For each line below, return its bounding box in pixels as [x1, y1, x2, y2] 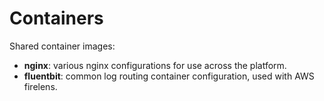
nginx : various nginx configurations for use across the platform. [23, 59, 287, 71]
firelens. [23, 80, 58, 92]
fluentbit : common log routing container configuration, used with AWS [23, 70, 315, 82]
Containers [9, 7, 104, 30]
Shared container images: [9, 40, 116, 52]
